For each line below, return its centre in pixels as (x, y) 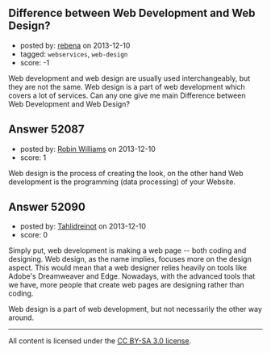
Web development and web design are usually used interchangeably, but (129, 78)
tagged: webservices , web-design (74, 54)
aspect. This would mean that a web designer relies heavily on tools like (128, 268)
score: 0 (34, 235)
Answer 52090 (47, 207)
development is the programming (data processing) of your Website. (122, 182)
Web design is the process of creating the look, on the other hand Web (126, 173)
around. (21, 317)
